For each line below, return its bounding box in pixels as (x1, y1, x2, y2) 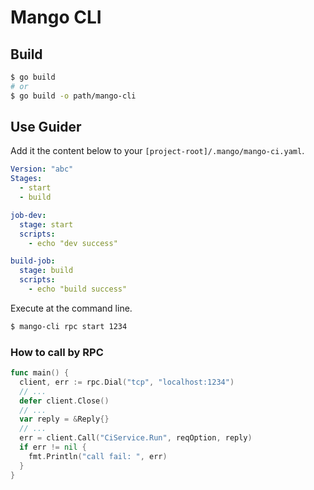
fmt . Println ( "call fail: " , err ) (28, 451, 168, 461)
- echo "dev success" (28, 238, 118, 248)
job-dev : (10, 210, 47, 220)
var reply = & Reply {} (19, 414, 110, 425)
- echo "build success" (28, 284, 128, 295)
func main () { (10, 368, 70, 378)
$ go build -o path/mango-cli (10, 91, 137, 101)
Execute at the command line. (10, 302, 133, 314)
